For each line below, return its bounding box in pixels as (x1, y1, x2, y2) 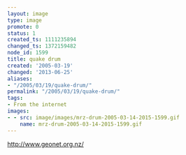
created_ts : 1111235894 (7, 36, 77, 43)
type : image (7, 17, 42, 24)
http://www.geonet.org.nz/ (7, 140, 84, 148)
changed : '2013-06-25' (7, 68, 73, 75)
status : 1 (7, 29, 36, 37)
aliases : (7, 75, 33, 82)
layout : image (7, 10, 49, 17)
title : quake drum (7, 56, 61, 63)
